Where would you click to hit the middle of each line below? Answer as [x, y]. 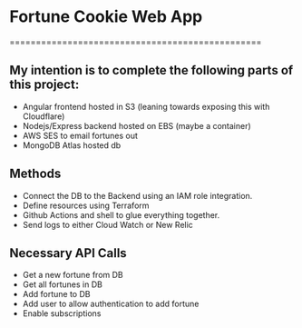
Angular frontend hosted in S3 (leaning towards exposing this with [146, 106]
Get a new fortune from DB [73, 275]
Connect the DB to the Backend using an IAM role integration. [137, 195]
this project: [44, 85]
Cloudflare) [44, 116]
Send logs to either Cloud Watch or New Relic [107, 224]
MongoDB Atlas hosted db [72, 145]
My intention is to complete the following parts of [151, 70]
